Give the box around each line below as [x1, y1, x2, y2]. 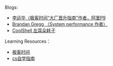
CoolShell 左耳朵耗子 [12, 27, 56, 34]
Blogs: [5, 5, 18, 10]
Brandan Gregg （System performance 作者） [12, 21, 108, 27]
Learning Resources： [5, 38, 51, 44]
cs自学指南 [12, 55, 35, 61]
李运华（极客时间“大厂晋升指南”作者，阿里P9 [12, 15, 106, 21]
